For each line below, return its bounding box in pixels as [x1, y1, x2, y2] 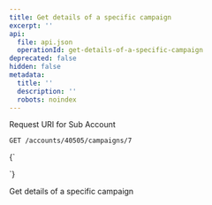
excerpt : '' [9, 21, 53, 30]
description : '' [17, 87, 77, 95]
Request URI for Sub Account [9, 119, 117, 130]
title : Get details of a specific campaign [9, 12, 172, 22]
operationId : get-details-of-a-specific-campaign [17, 46, 203, 55]
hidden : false [9, 63, 62, 72]
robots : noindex [17, 95, 77, 104]
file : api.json [17, 37, 73, 47]
